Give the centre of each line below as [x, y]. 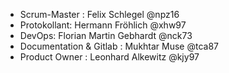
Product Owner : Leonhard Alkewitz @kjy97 [109, 57]
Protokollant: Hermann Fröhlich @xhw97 [103, 25]
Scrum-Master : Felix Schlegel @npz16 [99, 14]
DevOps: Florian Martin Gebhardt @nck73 [106, 35]
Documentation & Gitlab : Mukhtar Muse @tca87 [119, 46]
